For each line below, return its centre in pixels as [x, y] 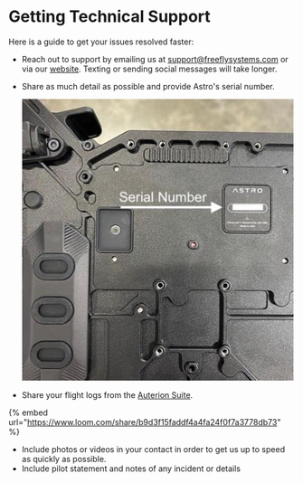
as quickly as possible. [64, 459]
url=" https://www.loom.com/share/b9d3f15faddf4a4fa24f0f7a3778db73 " [145, 422]
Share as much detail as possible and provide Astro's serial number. [148, 86]
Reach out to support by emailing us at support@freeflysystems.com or [155, 59]
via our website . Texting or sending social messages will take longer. [149, 69]
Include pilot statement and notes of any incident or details [131, 469]
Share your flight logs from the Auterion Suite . [107, 395]
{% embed [28, 412]
